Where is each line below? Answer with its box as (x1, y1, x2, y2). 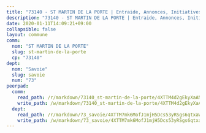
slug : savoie (12, 72, 45, 78)
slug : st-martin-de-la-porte (12, 49, 86, 55)
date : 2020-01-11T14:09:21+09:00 (6, 20, 92, 26)
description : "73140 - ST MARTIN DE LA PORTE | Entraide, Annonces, (6, 15, 185, 21)
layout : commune (6, 32, 48, 38)
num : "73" (12, 77, 37, 83)
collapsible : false (6, 26, 56, 32)
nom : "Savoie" (12, 66, 48, 72)
